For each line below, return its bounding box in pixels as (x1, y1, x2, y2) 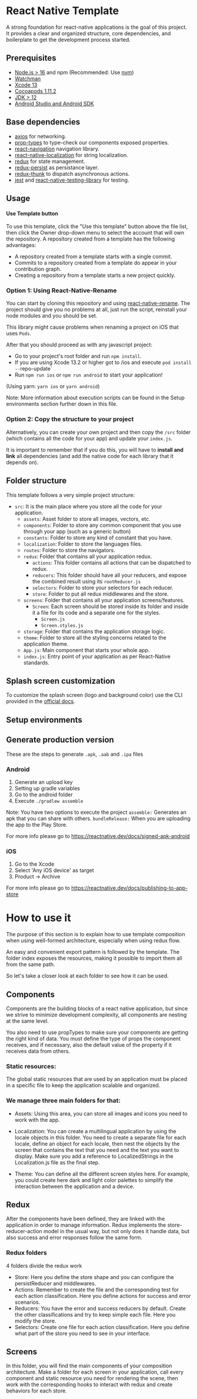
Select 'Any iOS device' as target (14, 867, 94, 874)
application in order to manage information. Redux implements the (6, 1221, 166, 1228)
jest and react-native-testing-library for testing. (14, 176, 129, 183)
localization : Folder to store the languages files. (23, 540, 142, 547)
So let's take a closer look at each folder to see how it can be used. (6, 972, 169, 980)
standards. (23, 659, 50, 666)
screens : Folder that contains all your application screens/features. (23, 596, 185, 603)
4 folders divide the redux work (6, 1262, 82, 1269)
